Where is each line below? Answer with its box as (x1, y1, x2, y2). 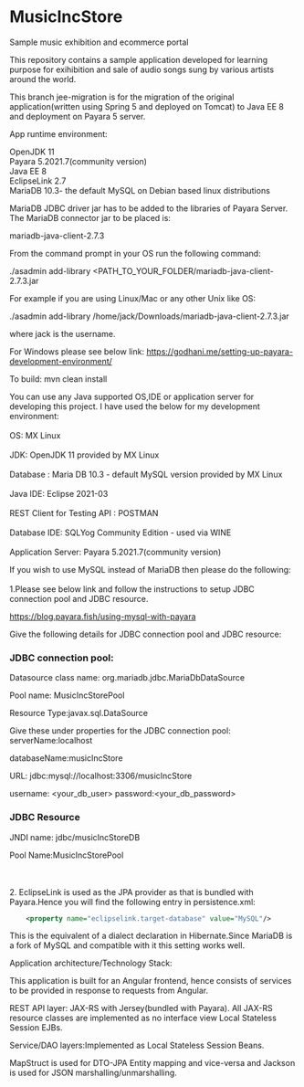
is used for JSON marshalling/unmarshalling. (9, 1067, 178, 1079)
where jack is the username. (9, 328, 116, 339)
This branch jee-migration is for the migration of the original (9, 91, 235, 102)
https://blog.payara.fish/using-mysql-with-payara (9, 610, 196, 622)
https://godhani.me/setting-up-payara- (145, 345, 294, 357)
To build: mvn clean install (9, 373, 108, 385)
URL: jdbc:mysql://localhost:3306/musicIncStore (9, 770, 193, 782)
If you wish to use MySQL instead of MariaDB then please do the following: (9, 564, 291, 575)
